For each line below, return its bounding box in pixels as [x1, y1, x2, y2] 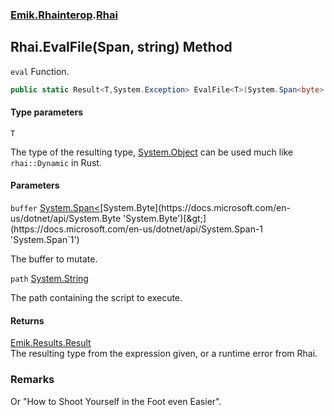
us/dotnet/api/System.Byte [10, 213, 122, 225]
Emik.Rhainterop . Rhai [10, 8, 118, 22]
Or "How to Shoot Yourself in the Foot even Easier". [10, 395, 222, 407]
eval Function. [10, 65, 70, 77]
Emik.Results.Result [10, 337, 92, 349]
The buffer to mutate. [10, 253, 98, 265]
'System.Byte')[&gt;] [123, 213, 207, 225]
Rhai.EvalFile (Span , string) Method [10, 39, 233, 56]
